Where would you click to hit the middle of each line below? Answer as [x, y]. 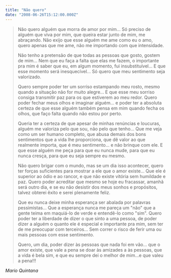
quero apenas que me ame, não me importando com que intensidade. [91, 45]
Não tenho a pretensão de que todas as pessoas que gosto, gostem [89, 55]
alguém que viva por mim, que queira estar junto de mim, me [81, 34]
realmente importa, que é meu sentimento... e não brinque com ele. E [90, 145]
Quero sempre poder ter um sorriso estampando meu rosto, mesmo [89, 86]
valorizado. [30, 77]
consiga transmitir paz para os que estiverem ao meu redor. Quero [88, 97]
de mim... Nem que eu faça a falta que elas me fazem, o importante [88, 60]
